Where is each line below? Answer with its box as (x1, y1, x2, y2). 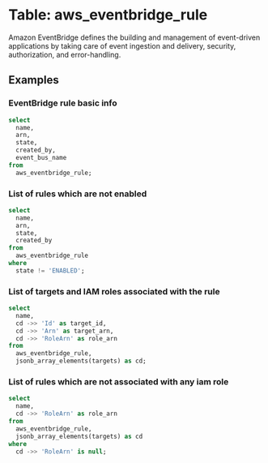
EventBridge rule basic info (8, 97, 117, 109)
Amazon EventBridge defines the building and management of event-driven (8, 32, 261, 42)
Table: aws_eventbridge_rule (8, 6, 208, 24)
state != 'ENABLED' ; (15, 266, 85, 275)
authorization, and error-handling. (8, 49, 121, 59)
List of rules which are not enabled (8, 188, 147, 199)
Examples (8, 73, 59, 87)
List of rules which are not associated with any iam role (8, 376, 229, 388)
